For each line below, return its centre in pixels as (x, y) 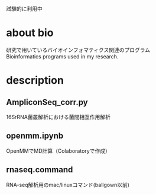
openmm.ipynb (35, 136)
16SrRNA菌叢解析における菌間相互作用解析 (58, 117)
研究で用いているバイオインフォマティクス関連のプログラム (78, 50)
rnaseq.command (40, 170)
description (35, 80)
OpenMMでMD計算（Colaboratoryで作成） (58, 151)
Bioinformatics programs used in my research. (62, 56)
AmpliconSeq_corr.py (47, 102)
